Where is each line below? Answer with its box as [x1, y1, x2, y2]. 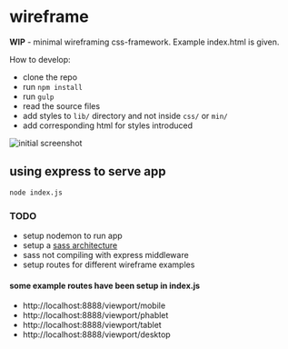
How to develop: [9, 54, 71, 65]
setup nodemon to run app [22, 230, 123, 241]
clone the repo [22, 71, 78, 83]
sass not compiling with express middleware [22, 249, 189, 260]
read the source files [22, 100, 101, 111]
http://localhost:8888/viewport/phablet [22, 310, 169, 321]
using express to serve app [9, 164, 166, 179]
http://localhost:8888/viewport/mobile [22, 300, 166, 311]
